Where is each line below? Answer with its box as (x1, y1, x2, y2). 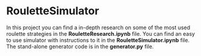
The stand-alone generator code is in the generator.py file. (6, 43, 154, 50)
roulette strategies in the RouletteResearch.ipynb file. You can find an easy (6, 30, 196, 37)
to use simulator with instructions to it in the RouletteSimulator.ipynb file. (6, 36, 189, 43)
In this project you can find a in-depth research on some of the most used (6, 24, 191, 31)
